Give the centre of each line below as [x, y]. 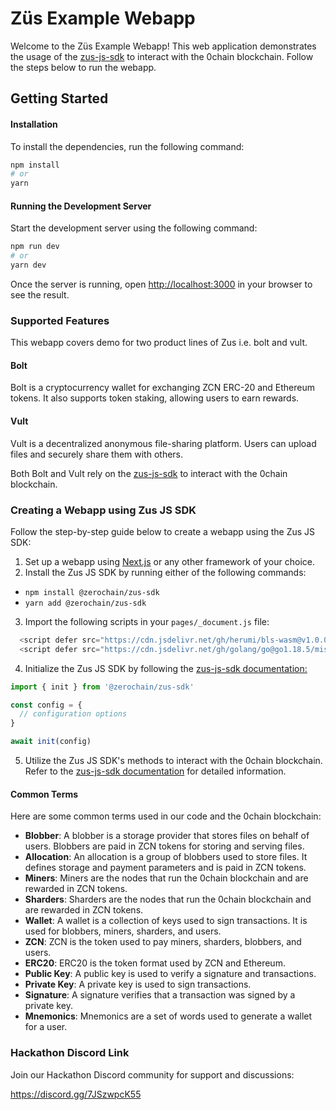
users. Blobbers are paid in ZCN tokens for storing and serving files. [164, 846]
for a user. [46, 1027]
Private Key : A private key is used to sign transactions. [138, 984]
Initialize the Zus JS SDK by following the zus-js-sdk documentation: [166, 668]
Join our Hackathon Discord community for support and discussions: [152, 1074]
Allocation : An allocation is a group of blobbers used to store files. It [166, 857]
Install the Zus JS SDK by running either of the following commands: [165, 572]
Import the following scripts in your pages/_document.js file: [147, 621]
